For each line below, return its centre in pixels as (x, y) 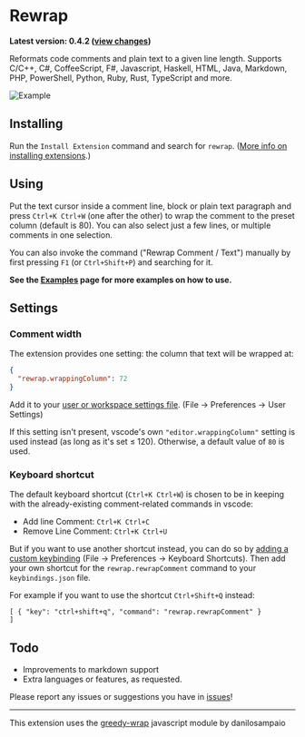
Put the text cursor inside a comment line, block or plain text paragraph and (151, 206)
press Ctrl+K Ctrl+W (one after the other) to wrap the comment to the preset (152, 215)
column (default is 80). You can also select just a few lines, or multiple (140, 225)
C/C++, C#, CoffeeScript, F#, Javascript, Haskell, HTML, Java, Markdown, (148, 68)
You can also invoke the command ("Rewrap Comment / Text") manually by (150, 252)
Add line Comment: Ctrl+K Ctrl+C (86, 522)
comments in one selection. (61, 235)
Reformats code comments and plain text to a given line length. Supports (146, 58)
